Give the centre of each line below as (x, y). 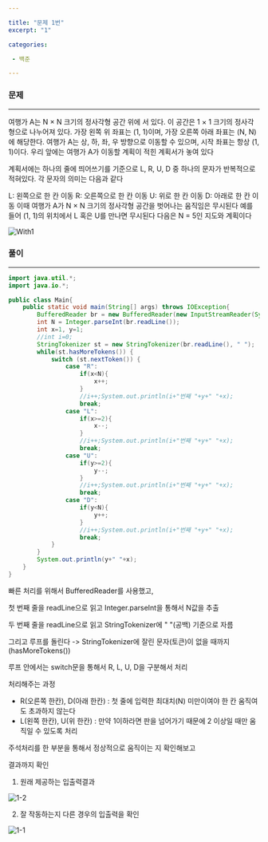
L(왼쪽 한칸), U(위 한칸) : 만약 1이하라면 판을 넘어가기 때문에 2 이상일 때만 (134, 721)
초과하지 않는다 (52, 710)
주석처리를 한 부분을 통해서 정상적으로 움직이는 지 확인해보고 (102, 748)
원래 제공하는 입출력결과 (57, 781)
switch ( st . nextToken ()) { (96, 359)
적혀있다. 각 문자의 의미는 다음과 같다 (66, 178)
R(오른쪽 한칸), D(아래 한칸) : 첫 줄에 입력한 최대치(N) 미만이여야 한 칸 (128, 701)
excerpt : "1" (30, 30)
